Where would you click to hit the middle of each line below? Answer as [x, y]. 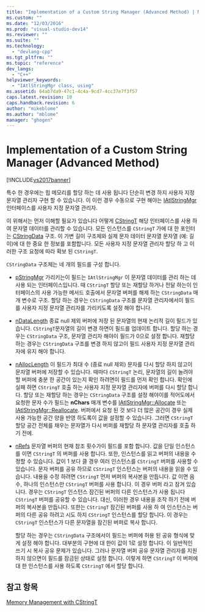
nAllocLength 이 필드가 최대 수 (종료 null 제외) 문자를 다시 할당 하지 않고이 [104, 365]
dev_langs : [20, 69]
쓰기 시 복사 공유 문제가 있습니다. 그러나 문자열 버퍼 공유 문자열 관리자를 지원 [106, 551]
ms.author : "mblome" [33, 114]
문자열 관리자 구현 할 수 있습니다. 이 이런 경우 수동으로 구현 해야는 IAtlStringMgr [102, 200]
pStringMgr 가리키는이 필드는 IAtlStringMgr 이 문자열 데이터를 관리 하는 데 [106, 277]
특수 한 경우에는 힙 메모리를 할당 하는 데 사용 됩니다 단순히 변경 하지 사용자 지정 [101, 192]
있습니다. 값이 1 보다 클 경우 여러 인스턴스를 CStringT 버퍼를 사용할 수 [116, 461]
